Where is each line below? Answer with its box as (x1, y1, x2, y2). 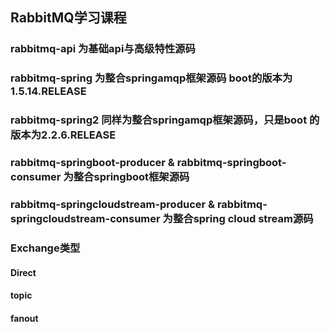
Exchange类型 (10, 241, 81, 255)
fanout (10, 312, 39, 324)
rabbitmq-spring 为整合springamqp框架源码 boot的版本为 (10, 71, 293, 85)
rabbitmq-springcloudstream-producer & (10, 198, 216, 211)
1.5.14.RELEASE (10, 84, 87, 98)
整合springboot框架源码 (73, 170, 190, 184)
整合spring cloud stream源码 (172, 212, 314, 225)
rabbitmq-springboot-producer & (10, 156, 175, 170)
